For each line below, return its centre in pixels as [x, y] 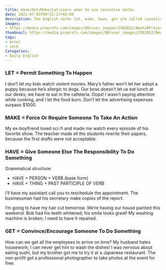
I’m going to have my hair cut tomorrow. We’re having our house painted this [83, 208]
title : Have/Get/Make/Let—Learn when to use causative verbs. [70, 10]
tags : [11, 38]
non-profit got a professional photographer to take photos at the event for [80, 258]
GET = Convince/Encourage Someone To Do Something [73, 231]
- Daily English [22, 56]
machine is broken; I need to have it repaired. [51, 219]
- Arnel [13, 42]
